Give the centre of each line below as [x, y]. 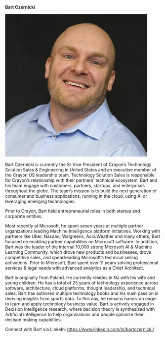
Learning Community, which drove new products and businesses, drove [78, 252]
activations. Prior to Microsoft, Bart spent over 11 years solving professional [82, 263]
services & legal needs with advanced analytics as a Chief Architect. [75, 268]
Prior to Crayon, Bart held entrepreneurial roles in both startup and [73, 211]
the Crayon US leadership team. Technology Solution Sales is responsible [80, 175]
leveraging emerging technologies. [41, 201]
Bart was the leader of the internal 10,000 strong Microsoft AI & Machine [79, 247]
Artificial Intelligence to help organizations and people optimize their [75, 314]
